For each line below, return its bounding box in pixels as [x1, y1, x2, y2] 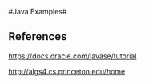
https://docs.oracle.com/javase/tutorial [8, 51, 137, 61]
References [8, 30, 67, 43]
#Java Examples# [8, 7, 67, 16]
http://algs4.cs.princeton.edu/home [8, 66, 126, 76]
